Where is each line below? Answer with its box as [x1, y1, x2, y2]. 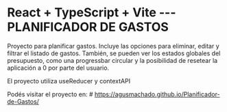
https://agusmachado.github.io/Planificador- [95, 90, 221, 98]
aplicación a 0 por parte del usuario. [7, 64, 110, 72]
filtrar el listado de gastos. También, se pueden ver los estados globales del [7, 49, 221, 57]
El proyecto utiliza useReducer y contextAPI [7, 76, 131, 85]
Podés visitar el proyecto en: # [7, 90, 94, 98]
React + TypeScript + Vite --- [7, 5, 176, 20]
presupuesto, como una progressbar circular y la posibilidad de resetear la [7, 56, 218, 64]
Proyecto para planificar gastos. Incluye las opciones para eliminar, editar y [7, 42, 219, 50]
